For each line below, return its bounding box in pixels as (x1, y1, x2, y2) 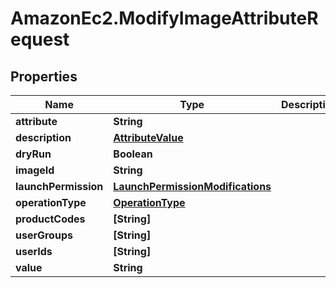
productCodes (15, 212, 86, 226)
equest (10, 28, 70, 51)
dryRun (15, 147, 52, 161)
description (15, 131, 72, 144)
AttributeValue (113, 131, 184, 144)
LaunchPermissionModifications (113, 180, 272, 193)
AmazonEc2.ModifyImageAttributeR (10, 7, 319, 30)
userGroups (15, 228, 73, 242)
